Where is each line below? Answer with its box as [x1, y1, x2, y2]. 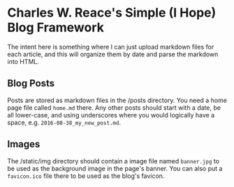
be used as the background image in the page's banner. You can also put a [7, 164, 223, 172]
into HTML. [7, 57, 40, 65]
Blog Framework [7, 19, 105, 35]
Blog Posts [7, 78, 55, 90]
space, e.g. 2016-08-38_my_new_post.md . [7, 118, 121, 127]
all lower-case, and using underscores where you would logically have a [7, 111, 215, 119]
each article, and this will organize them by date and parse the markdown [7, 50, 219, 58]
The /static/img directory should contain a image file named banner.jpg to [7, 156, 220, 165]
